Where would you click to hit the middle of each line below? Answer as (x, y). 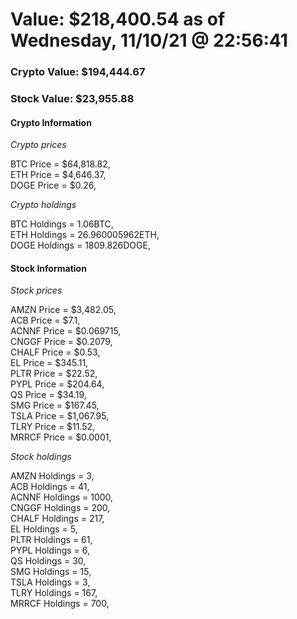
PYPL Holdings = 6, (50, 550)
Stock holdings (41, 457)
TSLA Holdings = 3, (50, 582)
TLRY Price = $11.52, (53, 427)
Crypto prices (38, 145)
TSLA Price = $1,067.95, (60, 416)
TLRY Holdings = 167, (54, 593)
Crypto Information (51, 122)
